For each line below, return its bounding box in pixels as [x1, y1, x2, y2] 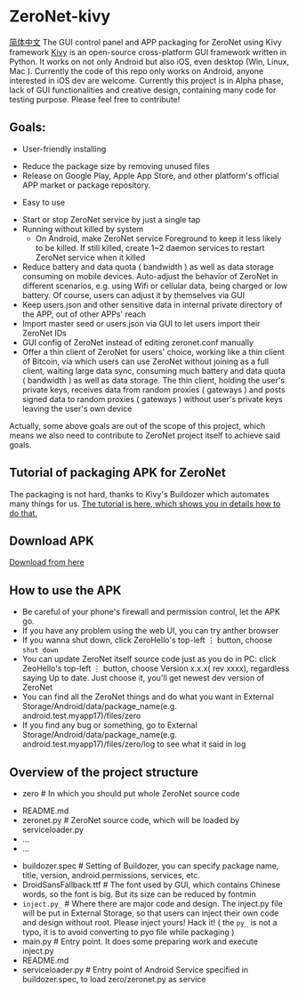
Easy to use [21, 197, 65, 207]
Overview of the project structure [9, 764, 198, 779]
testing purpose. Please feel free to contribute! [9, 93, 181, 104]
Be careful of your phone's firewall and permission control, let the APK [21, 607, 280, 618]
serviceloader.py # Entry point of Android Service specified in [21, 965, 249, 975]
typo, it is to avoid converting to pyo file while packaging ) [21, 927, 235, 937]
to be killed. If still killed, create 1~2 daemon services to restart [35, 242, 265, 253]
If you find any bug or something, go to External [21, 720, 197, 731]
